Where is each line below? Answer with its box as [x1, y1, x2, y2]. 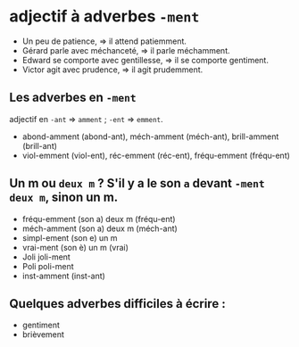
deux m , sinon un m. [9, 190, 119, 205]
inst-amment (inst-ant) [21, 270, 105, 281]
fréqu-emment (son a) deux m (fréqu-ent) [21, 213, 176, 224]
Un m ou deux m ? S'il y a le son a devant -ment [9, 176, 265, 191]
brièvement [21, 329, 65, 340]
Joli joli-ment [21, 252, 71, 262]
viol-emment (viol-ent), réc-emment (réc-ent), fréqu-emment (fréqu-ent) [21, 150, 290, 161]
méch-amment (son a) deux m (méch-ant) [21, 223, 179, 234]
